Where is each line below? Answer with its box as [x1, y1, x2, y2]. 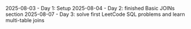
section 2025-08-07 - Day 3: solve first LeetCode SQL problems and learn [5, 11, 185, 18]
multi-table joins [5, 17, 45, 23]
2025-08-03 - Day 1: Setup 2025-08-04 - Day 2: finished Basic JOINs [5, 5, 175, 11]
